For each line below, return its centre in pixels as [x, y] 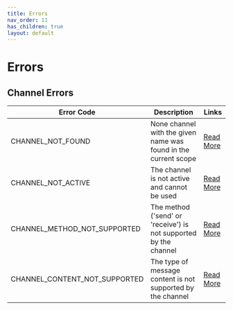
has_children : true [35, 26]
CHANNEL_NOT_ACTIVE [51, 183]
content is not [173, 279]
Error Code [77, 112]
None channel [173, 124]
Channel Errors [41, 93]
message [165, 270]
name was [167, 141]
